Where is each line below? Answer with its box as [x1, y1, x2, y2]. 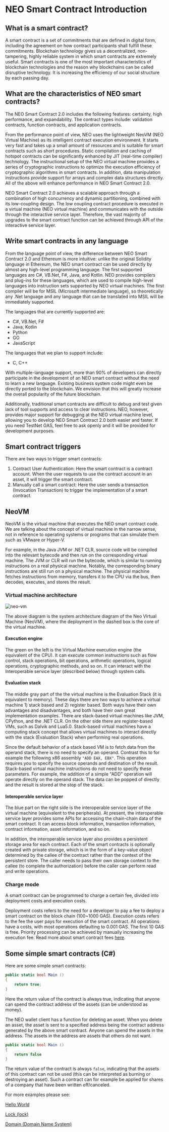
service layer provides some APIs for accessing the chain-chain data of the [5, 815, 162, 822]
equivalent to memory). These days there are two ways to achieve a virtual [5, 696, 160, 703]
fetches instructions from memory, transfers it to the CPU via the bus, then [5, 574, 160, 580]
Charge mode [5, 881, 39, 888]
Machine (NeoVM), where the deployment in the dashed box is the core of [5, 618, 159, 625]
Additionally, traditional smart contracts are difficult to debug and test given [5, 400, 162, 407]
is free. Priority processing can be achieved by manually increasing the [5, 929, 153, 935]
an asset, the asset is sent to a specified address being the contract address [5, 1021, 164, 1028]
